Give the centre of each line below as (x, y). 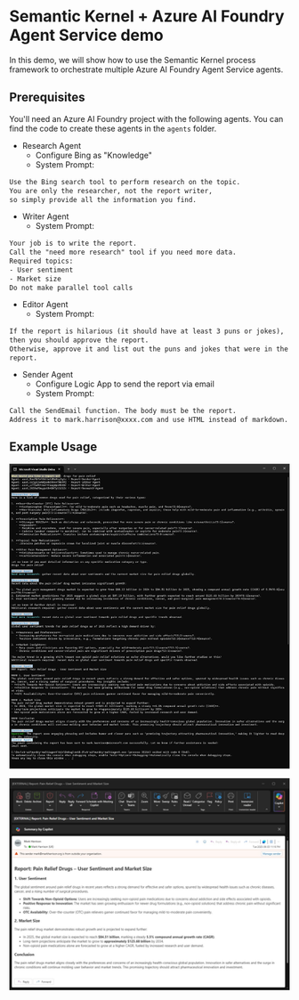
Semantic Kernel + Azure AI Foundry (147, 16)
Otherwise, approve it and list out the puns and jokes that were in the (149, 349)
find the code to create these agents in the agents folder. (113, 128)
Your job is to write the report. (73, 243)
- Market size (36, 279)
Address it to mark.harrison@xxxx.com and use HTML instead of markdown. (149, 419)
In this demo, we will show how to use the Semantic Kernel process (133, 60)
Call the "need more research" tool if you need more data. (123, 252)
